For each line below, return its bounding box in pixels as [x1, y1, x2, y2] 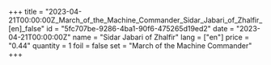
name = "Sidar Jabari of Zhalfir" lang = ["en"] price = [72, 32, 249, 42]
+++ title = [8, 7, 44, 16]
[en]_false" [8, 24, 44, 33]
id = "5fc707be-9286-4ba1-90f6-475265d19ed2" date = [45, 24, 235, 33]
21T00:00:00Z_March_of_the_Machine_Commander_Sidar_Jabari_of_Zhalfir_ [8, 15, 263, 25]
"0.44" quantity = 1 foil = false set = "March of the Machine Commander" [8, 41, 252, 51]
